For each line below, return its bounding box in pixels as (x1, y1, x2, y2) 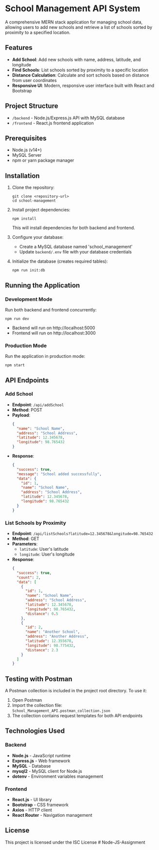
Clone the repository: (12, 185, 55, 190)
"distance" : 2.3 (25, 647, 58, 652)
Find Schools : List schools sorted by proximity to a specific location (12, 67, 148, 73)
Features (5, 43, 33, 52)
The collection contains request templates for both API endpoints (12, 713, 142, 719)
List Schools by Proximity (5, 519, 67, 526)
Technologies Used (5, 727, 65, 735)
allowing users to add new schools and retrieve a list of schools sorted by (5, 24, 152, 30)
